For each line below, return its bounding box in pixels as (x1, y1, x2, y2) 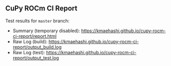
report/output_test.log (12, 55, 59, 61)
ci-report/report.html (12, 33, 57, 39)
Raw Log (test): (12, 49, 45, 55)
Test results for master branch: (5, 17, 70, 24)
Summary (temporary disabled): (12, 28, 80, 34)
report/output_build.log (12, 43, 62, 50)
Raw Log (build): (12, 38, 48, 45)
